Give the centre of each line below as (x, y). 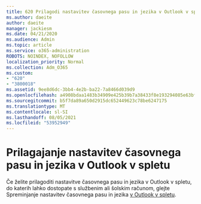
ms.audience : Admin (31, 39)
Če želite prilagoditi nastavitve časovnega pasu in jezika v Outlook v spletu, (99, 182)
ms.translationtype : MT (36, 106)
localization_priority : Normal (45, 62)
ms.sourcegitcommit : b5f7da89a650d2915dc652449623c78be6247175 (87, 101)
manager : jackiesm (29, 28)
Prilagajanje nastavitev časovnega (94, 153)
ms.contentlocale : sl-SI (37, 112)
